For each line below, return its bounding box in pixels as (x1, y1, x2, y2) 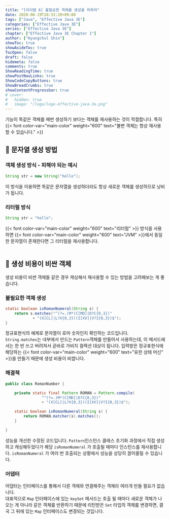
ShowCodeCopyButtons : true (5, 78, 62, 83)
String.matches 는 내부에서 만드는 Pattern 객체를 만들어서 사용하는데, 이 (5, 336, 148, 342)
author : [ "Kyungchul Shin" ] (5, 36, 65, 41)
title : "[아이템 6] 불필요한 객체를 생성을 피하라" (5, 7, 100, 13)
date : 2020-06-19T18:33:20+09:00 (5, 12, 76, 17)
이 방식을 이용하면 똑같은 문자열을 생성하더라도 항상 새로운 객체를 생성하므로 (5, 183, 156, 189)
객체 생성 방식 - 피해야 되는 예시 (5, 162, 78, 169)
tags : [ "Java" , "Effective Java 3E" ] (5, 17, 85, 22)
